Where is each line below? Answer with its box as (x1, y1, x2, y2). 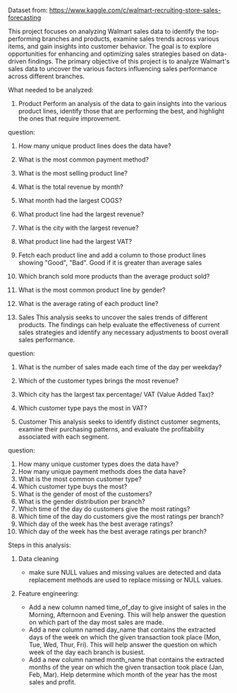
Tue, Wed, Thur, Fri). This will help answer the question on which (28, 641, 217, 649)
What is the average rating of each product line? (18, 300, 159, 307)
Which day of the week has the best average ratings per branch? (18, 527, 207, 535)
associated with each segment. (18, 433, 109, 441)
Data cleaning (18, 555, 59, 563)
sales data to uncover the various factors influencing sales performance (8, 65, 217, 73)
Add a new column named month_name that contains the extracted (28, 656, 224, 663)
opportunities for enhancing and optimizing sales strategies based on (8, 49, 210, 58)
